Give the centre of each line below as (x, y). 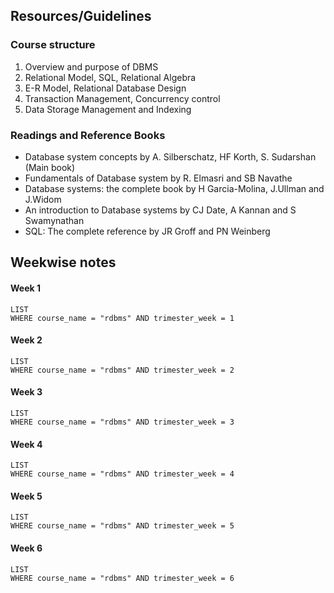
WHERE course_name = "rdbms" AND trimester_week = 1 (122, 318)
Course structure (53, 45)
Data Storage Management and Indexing (108, 109)
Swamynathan (54, 220)
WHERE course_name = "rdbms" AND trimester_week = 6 (122, 578)
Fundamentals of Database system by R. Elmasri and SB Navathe (158, 178)
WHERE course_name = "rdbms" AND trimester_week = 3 (122, 422)
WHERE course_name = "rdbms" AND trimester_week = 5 (122, 526)
